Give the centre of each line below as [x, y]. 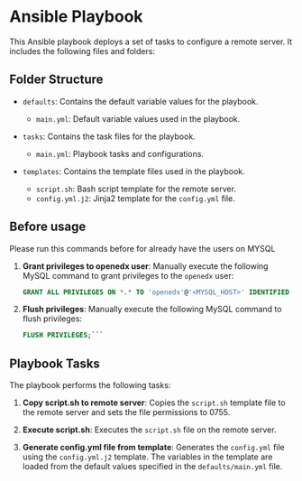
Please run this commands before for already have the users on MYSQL [142, 248]
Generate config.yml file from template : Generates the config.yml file [154, 448]
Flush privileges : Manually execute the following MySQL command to [152, 310]
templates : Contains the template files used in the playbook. [133, 171]
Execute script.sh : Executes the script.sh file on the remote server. [149, 430]
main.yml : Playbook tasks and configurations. [120, 153]
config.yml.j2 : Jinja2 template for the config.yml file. [136, 198]
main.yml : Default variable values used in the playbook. [138, 118]
